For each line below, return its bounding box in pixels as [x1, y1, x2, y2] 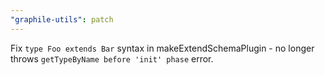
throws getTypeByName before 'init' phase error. [10, 52, 214, 65]
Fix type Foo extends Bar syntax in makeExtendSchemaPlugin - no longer [10, 42, 315, 54]
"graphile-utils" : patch [10, 14, 114, 25]
